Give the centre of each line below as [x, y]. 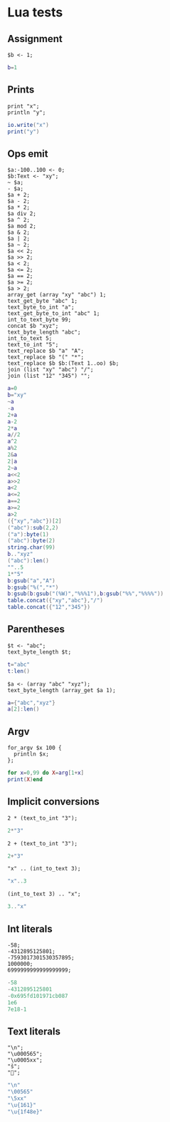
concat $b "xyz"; [33, 326]
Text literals [34, 1031]
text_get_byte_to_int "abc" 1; [54, 314]
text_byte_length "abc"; [44, 332]
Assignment [35, 39]
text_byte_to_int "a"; [41, 307]
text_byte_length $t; [39, 652]
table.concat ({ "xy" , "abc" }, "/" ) [55, 601]
